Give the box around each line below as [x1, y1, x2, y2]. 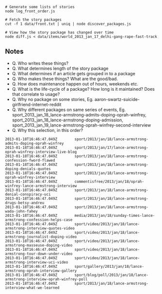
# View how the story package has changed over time [5, 30, 114, 35]
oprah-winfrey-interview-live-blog [5, 149, 77, 154]
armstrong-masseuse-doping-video [5, 243, 73, 247]
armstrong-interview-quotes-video [5, 226, 75, 230]
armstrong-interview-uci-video [5, 260, 68, 264]
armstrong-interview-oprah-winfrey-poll [5, 277, 88, 281]
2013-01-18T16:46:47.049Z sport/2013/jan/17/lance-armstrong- [5, 145, 149, 150]
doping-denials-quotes [5, 166, 51, 171]
